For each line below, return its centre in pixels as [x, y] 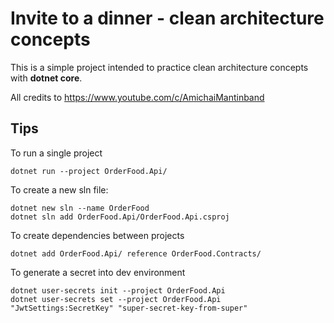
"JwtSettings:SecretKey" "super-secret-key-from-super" [129, 308]
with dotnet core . [46, 78]
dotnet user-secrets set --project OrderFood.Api [116, 299]
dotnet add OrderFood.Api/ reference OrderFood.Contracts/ [136, 253]
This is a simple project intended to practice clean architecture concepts [159, 67]
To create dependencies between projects [97, 235]
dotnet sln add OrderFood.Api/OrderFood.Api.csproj [120, 217]
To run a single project [56, 153]
